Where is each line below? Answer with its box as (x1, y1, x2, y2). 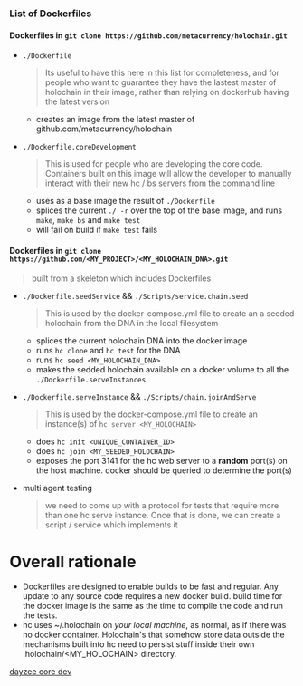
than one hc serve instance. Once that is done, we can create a (44, 510, 281, 521)
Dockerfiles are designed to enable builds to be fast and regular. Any (22, 581, 279, 592)
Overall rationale (9, 551, 137, 572)
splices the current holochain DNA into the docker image (35, 335, 248, 346)
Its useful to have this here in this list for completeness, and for (44, 67, 280, 79)
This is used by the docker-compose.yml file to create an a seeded (44, 308, 295, 319)
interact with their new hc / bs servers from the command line (44, 178, 276, 188)
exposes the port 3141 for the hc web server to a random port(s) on (35, 456, 288, 467)
